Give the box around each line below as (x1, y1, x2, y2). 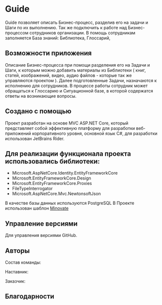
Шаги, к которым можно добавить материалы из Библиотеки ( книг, (5, 67, 146, 73)
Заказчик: (5, 278, 26, 284)
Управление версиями (5, 219, 78, 228)
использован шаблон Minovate (5, 205, 69, 211)
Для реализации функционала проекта (5, 149, 131, 158)
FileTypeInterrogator (12, 186, 53, 192)
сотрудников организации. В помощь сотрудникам (29, 30, 136, 36)
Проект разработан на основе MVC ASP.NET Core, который (5, 120, 129, 126)
